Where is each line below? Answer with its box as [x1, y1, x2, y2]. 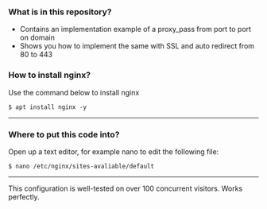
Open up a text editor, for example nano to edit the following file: [8, 146, 219, 157]
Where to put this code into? [8, 129, 120, 140]
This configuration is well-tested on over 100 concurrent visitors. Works [8, 184, 243, 193]
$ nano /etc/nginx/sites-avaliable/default [8, 162, 155, 170]
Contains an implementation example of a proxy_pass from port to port [19, 25, 252, 34]
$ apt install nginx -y [8, 103, 87, 111]
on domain [19, 33, 56, 42]
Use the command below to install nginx [8, 87, 140, 97]
